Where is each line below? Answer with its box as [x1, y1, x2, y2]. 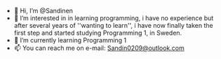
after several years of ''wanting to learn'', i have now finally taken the [13, 22, 213, 29]
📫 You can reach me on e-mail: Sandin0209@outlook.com [13, 44, 185, 52]
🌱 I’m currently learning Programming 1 [13, 36, 127, 44]
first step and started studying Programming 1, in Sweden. [13, 28, 182, 37]
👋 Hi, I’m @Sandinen [13, 7, 74, 15]
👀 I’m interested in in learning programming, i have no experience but [13, 14, 214, 22]
